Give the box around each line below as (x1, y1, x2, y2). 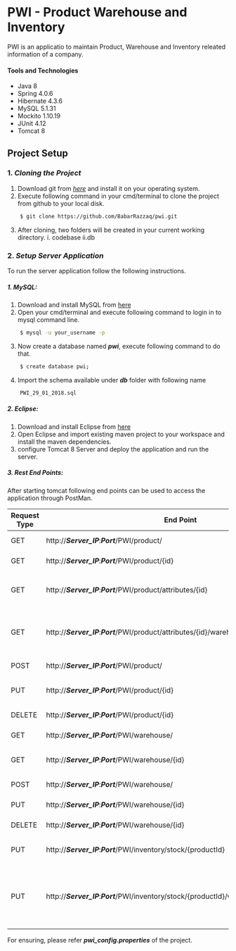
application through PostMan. (7, 494, 93, 502)
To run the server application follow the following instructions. (7, 267, 186, 275)
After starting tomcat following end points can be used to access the (7, 486, 206, 495)
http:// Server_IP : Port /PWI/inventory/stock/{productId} (46, 845, 225, 854)
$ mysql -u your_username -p (20, 329, 105, 336)
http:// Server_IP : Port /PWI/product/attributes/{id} (46, 585, 208, 595)
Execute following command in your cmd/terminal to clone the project (17, 192, 220, 200)
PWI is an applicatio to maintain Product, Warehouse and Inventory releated (7, 42, 226, 51)
